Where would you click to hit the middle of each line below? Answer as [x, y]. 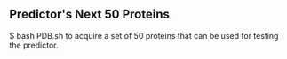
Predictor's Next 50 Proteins [90, 15]
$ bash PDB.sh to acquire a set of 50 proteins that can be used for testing [144, 35]
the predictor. [34, 45]
